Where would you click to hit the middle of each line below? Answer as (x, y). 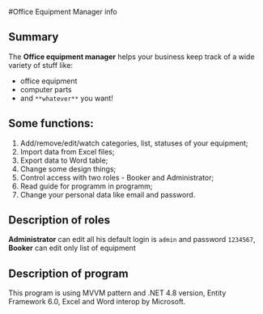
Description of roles (59, 221)
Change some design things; (68, 168)
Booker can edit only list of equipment (72, 248)
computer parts (46, 89)
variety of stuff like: (41, 65)
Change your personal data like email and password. (108, 194)
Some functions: (51, 123)
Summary (34, 37)
